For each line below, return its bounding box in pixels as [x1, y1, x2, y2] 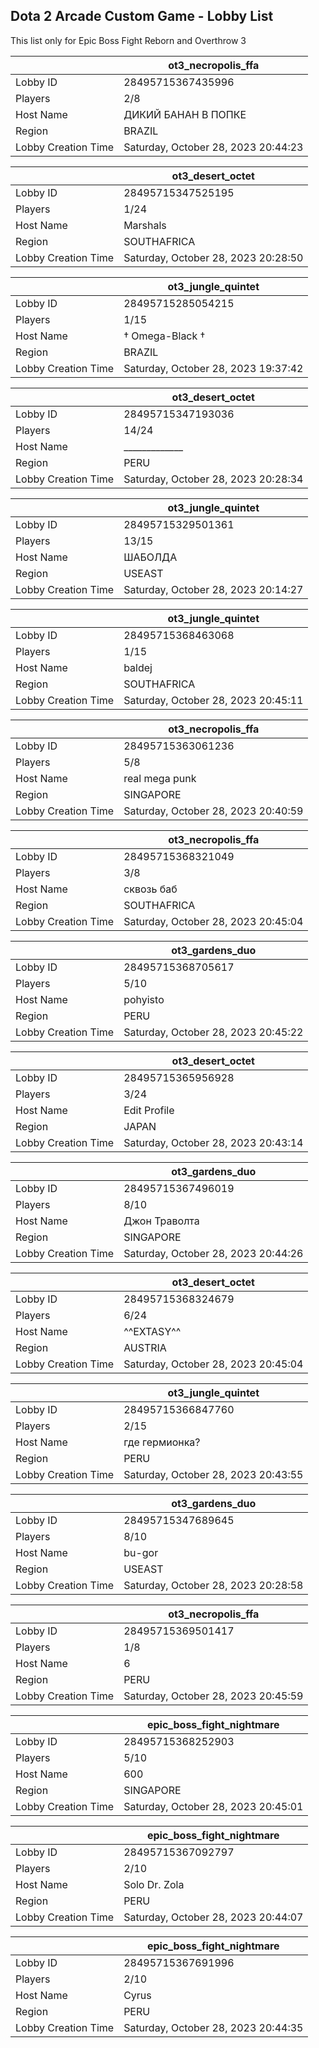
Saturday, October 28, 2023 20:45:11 [123, 693, 304, 707]
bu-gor [123, 1545, 159, 1559]
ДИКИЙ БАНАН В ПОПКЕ [123, 107, 247, 121]
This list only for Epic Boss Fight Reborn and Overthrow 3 [10, 34, 247, 46]
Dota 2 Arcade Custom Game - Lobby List [10, 8, 274, 25]
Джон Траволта [123, 1214, 200, 1228]
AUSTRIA [123, 1340, 167, 1354]
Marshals [123, 218, 167, 232]
